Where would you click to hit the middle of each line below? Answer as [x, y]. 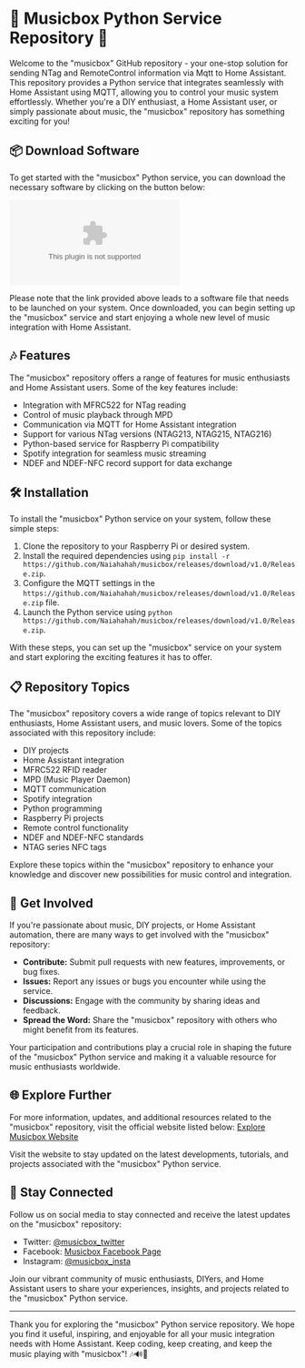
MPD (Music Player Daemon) [77, 780]
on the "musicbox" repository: [66, 1224]
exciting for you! [39, 121]
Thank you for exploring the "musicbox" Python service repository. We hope [152, 1324]
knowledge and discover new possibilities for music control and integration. [151, 875]
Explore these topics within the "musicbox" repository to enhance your [142, 865]
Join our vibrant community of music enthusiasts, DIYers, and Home [137, 1279]
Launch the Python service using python [97, 613]
